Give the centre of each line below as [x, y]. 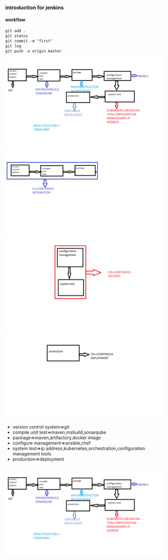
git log [13, 46]
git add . [16, 31]
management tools [32, 454]
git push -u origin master [33, 51]
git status [17, 36]
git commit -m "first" [29, 41]
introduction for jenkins [34, 8]
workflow [15, 20]
